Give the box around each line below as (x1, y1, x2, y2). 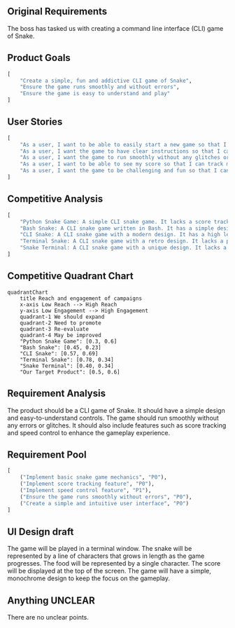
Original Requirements (7, 6, 108, 18)
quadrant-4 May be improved (20, 332, 101, 339)
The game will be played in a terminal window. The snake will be (7, 545, 192, 553)
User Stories (7, 116, 63, 128)
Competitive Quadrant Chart (7, 270, 134, 282)
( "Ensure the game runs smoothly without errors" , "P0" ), (20, 493, 192, 500)
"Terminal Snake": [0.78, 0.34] (20, 356, 114, 363)
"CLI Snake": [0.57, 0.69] (20, 350, 99, 357)
